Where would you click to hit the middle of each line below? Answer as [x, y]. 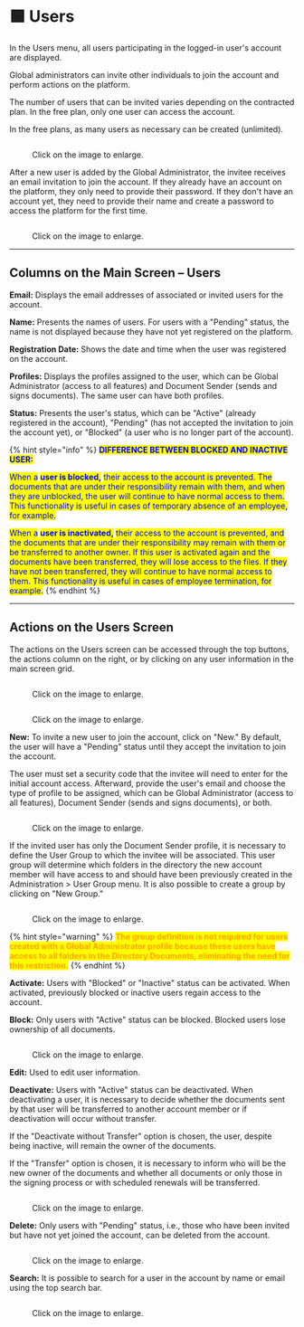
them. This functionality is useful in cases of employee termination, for [141, 581]
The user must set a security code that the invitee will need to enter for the [148, 773]
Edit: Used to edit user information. [75, 1072]
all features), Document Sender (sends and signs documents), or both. [141, 802]
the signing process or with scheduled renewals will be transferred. [135, 1182]
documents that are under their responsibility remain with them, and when [147, 486]
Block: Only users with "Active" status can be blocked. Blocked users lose [148, 1019]
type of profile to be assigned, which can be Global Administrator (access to [152, 792]
